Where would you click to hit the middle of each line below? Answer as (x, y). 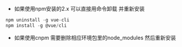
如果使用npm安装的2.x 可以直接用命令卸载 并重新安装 (79, 9)
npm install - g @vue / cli (36, 26)
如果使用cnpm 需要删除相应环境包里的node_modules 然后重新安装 (95, 37)
